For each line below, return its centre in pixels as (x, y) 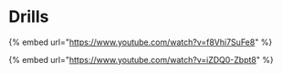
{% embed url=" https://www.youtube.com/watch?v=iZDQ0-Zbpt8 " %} (141, 59)
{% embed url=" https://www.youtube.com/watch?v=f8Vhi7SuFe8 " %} (141, 42)
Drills (29, 17)
